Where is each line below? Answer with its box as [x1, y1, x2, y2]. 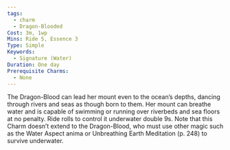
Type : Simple [7, 42, 45, 49]
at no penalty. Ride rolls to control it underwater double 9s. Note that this [7, 115, 213, 123]
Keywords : [7, 49, 36, 56]
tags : [7, 10, 23, 17]
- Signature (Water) [13, 55, 72, 62]
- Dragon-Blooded [13, 23, 63, 30]
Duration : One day [7, 61, 60, 68]
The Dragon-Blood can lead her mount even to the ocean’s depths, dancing [7, 93, 221, 101]
